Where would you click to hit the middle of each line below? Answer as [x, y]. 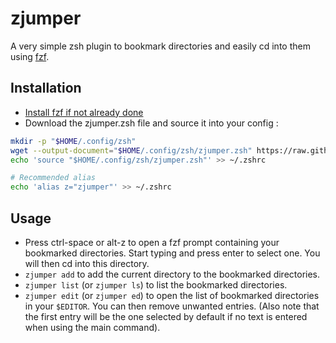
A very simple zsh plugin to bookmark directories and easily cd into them [160, 46]
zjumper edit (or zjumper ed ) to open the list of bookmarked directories [172, 295]
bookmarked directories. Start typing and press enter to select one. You [172, 253]
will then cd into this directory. [87, 263]
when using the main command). [92, 327]
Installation [46, 88]
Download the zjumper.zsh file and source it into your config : [151, 123]
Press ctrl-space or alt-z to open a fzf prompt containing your [152, 242]
